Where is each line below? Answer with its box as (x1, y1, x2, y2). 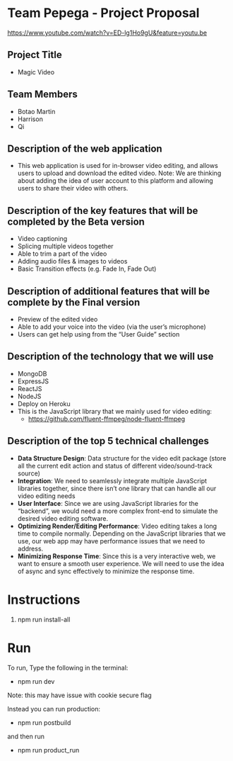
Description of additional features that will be (7, 285, 210, 297)
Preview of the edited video (17, 315, 98, 323)
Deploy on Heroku (17, 399, 71, 408)
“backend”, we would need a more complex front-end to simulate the (17, 507, 218, 515)
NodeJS (17, 392, 42, 400)
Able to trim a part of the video (17, 249, 107, 258)
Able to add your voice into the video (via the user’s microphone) (17, 322, 206, 331)
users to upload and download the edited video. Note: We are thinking (17, 169, 222, 178)
